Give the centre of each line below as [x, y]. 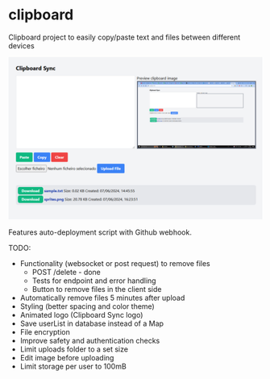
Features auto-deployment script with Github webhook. [100, 232]
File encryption [45, 331]
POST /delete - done [66, 272]
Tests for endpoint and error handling [94, 281]
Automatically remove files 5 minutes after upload [102, 298]
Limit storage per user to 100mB [73, 366]
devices [21, 45]
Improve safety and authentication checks [90, 340]
